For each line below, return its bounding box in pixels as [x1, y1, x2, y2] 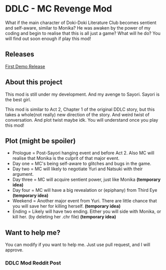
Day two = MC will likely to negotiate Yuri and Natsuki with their [12, 166, 143, 172]
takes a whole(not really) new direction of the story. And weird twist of [5, 111, 150, 118]
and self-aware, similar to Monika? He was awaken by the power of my [5, 25, 151, 31]
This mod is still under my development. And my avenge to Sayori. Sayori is [5, 91, 160, 97]
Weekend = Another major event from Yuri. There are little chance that [12, 198, 157, 204]
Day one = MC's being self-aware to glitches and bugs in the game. [12, 161, 152, 167]
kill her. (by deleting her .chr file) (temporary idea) [12, 214, 116, 220]
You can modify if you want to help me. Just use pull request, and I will [5, 241, 151, 248]
